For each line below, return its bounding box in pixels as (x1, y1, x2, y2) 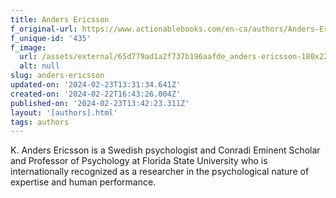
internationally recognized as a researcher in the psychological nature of (10, 166, 310, 178)
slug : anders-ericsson (10, 71, 105, 81)
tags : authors (10, 117, 70, 127)
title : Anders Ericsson (10, 14, 110, 25)
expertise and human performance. (10, 176, 157, 188)
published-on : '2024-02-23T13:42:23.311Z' (10, 98, 190, 108)
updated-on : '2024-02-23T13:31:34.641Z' (10, 80, 182, 90)
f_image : (10, 42, 47, 53)
